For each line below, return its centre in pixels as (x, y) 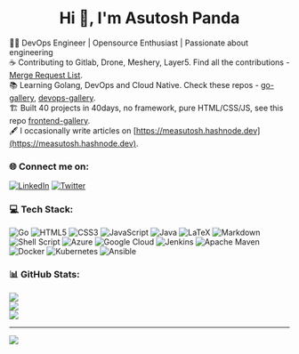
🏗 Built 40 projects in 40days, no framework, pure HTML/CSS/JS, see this (146, 108)
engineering (31, 52)
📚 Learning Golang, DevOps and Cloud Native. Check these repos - (134, 84)
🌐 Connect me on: (49, 166)
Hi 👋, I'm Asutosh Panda (149, 18)
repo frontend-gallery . (50, 120)
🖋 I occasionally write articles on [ (73, 130)
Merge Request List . (46, 75)
